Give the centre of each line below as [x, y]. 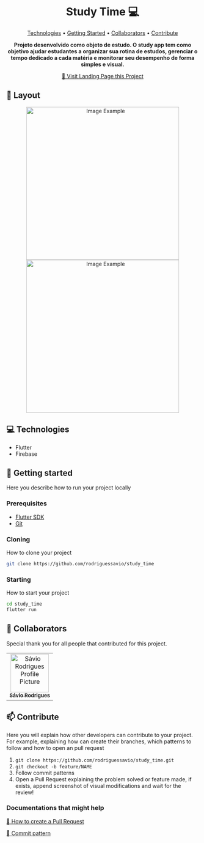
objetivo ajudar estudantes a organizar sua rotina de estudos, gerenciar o [103, 51]
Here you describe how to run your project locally [69, 488]
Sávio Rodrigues [30, 695]
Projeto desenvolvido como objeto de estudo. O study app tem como [103, 45]
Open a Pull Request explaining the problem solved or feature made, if [103, 779]
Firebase [26, 454]
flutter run [21, 610]
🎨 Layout [24, 95]
